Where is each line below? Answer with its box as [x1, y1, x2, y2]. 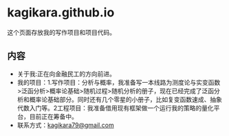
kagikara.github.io [7, 5, 115, 21]
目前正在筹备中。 [29, 112, 78, 120]
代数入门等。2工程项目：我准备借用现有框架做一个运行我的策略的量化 [17, 104, 215, 112]
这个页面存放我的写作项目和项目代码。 [7, 28, 116, 36]
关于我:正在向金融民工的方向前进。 [17, 70, 116, 78]
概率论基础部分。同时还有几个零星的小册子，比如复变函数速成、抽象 [29, 95, 222, 103]
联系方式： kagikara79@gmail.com [17, 121, 115, 129]
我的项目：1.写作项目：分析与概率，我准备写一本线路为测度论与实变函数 [17, 78, 221, 86]
